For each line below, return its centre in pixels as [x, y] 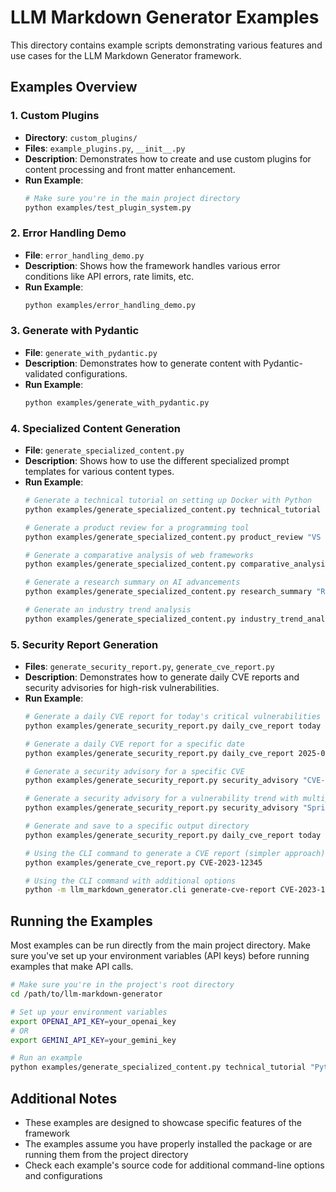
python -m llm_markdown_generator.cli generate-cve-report [150, 890]
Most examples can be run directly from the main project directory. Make [160, 945]
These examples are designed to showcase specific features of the [163, 1122]
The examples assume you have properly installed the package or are [168, 1143]
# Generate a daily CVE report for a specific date [134, 744]
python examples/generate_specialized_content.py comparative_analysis [177, 564]
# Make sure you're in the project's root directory [122, 985]
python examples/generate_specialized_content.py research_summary [168, 592]
